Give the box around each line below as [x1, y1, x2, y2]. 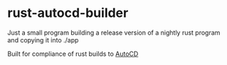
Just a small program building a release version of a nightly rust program [7, 28, 221, 37]
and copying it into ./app [7, 35, 79, 44]
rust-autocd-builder [7, 5, 129, 21]
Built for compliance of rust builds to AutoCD [7, 49, 139, 58]
